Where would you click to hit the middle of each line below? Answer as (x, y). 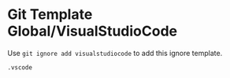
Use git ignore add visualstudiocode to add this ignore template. (115, 53)
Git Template (50, 15)
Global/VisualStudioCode (93, 31)
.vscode (20, 67)
